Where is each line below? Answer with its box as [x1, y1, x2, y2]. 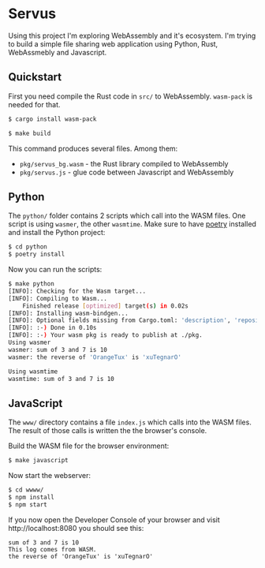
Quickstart [8, 70, 62, 84]
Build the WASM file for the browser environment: [8, 441, 170, 450]
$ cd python [8, 243, 47, 251]
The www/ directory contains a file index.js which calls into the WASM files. [8, 417, 252, 427]
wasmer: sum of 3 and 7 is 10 [8, 346, 108, 353]
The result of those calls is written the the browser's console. [8, 426, 207, 435]
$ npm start [8, 500, 47, 509]
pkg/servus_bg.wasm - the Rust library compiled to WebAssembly [19, 159, 229, 168]
